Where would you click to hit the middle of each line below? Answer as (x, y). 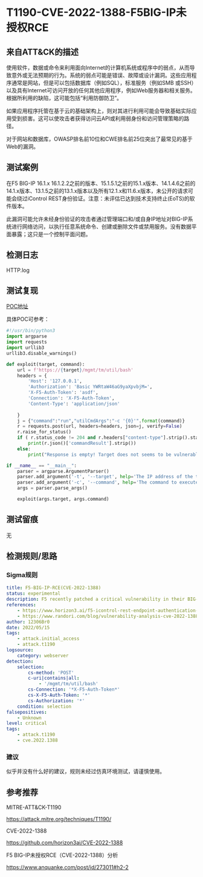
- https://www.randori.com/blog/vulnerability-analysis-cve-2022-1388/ (109, 616)
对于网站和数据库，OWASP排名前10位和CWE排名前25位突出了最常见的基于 (100, 139)
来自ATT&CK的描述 (42, 52)
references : (21, 605)
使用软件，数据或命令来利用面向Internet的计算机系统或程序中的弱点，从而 (98, 68)
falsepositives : (27, 712)
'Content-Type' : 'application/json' (74, 404)
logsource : (20, 650)
